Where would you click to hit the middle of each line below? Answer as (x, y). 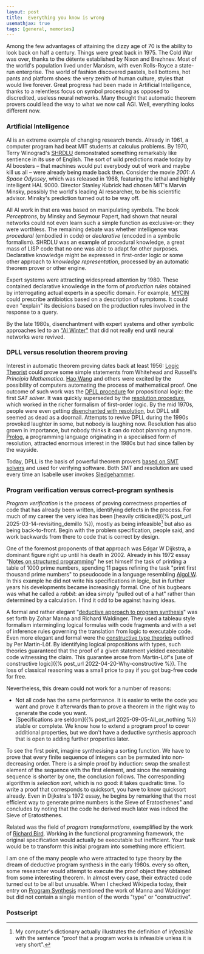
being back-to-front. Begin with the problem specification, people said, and (100, 530)
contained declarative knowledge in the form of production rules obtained (99, 286)
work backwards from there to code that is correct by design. (83, 536)
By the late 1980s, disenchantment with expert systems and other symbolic (100, 323)
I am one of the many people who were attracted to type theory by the (94, 858)
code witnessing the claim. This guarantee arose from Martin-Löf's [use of (100, 657)
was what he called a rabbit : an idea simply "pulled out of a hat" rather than (101, 593)
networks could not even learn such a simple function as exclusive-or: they (100, 223)
